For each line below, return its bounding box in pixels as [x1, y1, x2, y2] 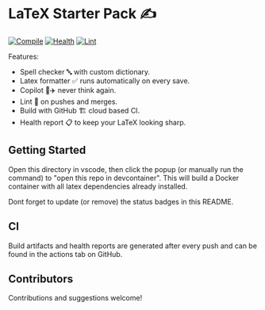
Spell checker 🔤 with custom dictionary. [19, 67, 151, 76]
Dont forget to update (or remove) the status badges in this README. [8, 197, 234, 206]
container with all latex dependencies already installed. [8, 182, 188, 191]
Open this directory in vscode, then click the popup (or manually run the [8, 164, 244, 174]
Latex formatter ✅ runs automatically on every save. [19, 75, 190, 86]
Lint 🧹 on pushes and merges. [19, 97, 117, 106]
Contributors [8, 272, 74, 285]
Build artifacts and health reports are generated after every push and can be [8, 241, 258, 251]
